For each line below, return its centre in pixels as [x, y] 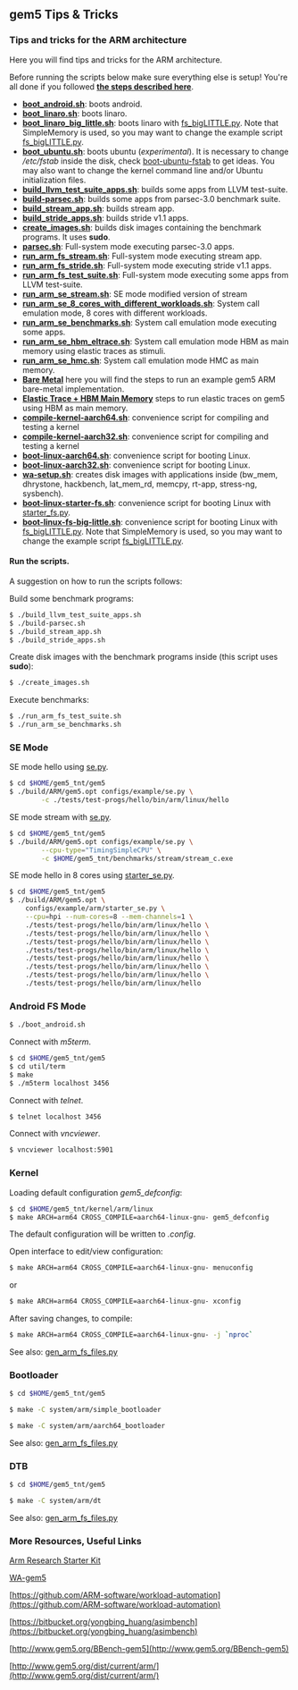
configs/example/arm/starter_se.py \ [95, 908]
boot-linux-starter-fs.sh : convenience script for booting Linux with [146, 503]
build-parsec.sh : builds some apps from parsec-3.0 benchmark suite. [151, 199]
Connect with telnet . [46, 1100]
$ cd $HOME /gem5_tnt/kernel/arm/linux [81, 1209]
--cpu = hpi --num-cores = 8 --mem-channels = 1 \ [109, 917]
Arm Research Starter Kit [55, 1560]
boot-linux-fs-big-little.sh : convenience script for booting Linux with [150, 521]
